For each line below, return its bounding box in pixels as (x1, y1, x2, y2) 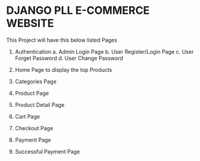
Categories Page (14, 78, 57, 85)
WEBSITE (6, 16, 54, 30)
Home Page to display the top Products (14, 66, 112, 73)
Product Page (14, 89, 49, 96)
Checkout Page (14, 124, 53, 131)
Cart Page (14, 113, 40, 120)
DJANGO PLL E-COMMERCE (6, 4, 150, 17)
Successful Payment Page (14, 148, 80, 155)
